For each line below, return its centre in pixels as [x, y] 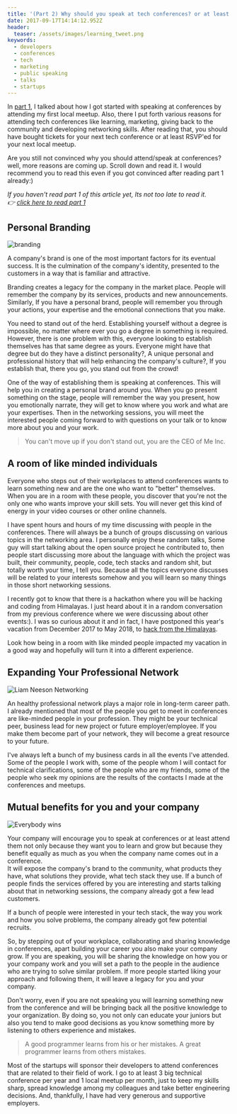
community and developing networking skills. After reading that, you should [117, 129]
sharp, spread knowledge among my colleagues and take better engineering [118, 1088]
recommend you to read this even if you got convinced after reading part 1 [116, 173]
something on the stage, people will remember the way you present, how [114, 397]
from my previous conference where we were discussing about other [108, 614]
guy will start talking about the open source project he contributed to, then [116, 547]
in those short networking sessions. [59, 585]
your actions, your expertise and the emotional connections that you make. [116, 310]
